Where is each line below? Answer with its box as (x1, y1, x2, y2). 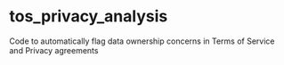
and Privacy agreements (9, 45, 99, 55)
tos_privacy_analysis (9, 6, 168, 27)
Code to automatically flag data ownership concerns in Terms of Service (9, 36, 275, 46)
